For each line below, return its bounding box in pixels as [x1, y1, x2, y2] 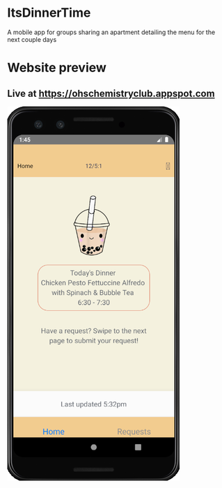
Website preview [7, 60, 106, 76]
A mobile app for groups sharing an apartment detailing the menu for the [7, 28, 216, 36]
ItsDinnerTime [7, 5, 91, 21]
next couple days [7, 35, 57, 43]
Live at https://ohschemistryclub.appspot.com [7, 87, 215, 99]
